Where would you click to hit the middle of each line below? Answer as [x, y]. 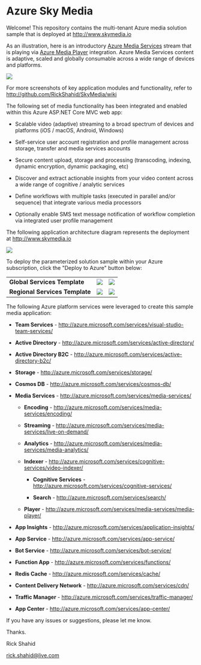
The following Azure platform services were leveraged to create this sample [100, 306]
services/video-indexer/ [53, 468]
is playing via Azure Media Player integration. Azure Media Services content [100, 52]
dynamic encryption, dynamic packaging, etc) [72, 166]
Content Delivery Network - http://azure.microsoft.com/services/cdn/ [102, 585]
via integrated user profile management [64, 220]
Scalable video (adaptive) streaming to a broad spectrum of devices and [104, 124]
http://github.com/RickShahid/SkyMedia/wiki [61, 94]
